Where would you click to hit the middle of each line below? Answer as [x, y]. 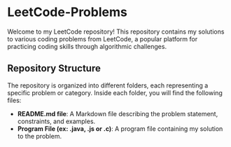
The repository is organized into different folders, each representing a [108, 85]
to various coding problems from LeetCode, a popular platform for [103, 38]
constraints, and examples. [56, 121]
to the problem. [39, 136]
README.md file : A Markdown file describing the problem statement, [118, 113]
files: [14, 100]
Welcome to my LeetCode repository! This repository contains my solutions [116, 31]
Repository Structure [54, 68]
